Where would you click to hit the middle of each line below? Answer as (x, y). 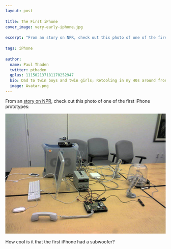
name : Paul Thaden (30, 64)
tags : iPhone (19, 48)
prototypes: (17, 106)
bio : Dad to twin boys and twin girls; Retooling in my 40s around (83, 81)
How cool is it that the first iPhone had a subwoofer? (60, 241)
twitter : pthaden (28, 70)
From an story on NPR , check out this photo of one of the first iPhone (78, 101)
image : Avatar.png (30, 86)
